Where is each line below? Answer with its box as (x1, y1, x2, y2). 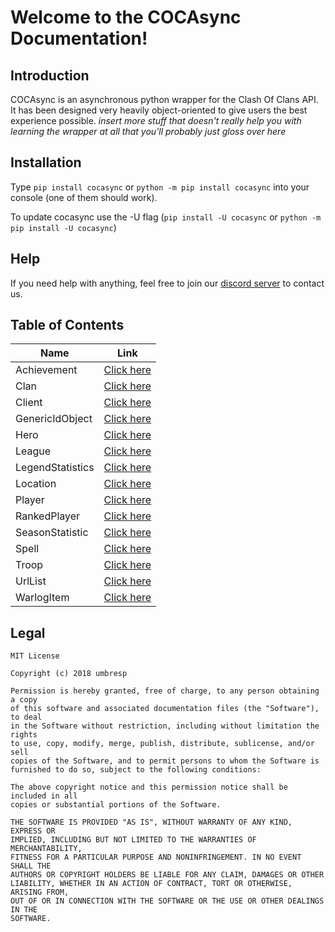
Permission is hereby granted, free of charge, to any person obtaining (10, 686, 320, 696)
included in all (10, 791, 78, 801)
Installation (10, 154, 82, 171)
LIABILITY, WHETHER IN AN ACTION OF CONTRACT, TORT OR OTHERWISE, (10, 879, 293, 889)
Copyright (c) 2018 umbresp (10, 669, 128, 679)
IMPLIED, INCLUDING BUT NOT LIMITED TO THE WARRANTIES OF (10, 835, 257, 845)
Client (15, 396, 43, 410)
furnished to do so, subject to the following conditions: (10, 765, 262, 775)
